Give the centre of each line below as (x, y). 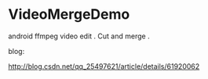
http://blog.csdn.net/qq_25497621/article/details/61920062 (104, 66)
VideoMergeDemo (69, 14)
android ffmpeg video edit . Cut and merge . (79, 36)
